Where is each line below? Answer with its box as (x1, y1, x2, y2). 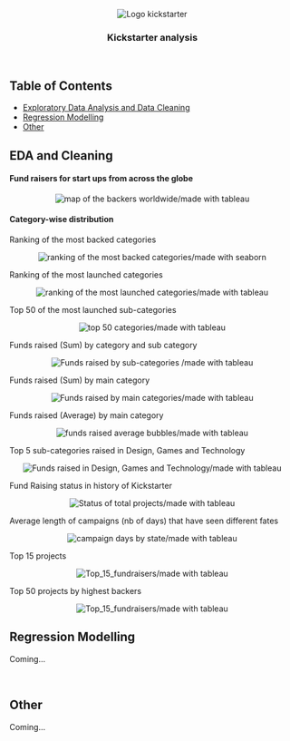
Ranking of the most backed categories (9, 234, 157, 245)
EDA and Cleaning (9, 148, 113, 163)
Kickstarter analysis (107, 31, 198, 44)
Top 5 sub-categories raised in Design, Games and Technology (9, 444, 246, 455)
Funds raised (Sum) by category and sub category (9, 339, 198, 350)
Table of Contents (9, 78, 113, 93)
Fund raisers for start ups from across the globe (9, 173, 193, 184)
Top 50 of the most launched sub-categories (9, 304, 177, 315)
